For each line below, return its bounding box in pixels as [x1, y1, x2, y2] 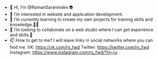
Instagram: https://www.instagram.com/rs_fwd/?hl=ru [9, 49, 118, 55]
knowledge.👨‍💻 [9, 22, 39, 27]
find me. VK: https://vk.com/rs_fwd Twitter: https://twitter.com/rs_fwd [9, 45, 149, 50]
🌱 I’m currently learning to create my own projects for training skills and [9, 16, 153, 22]
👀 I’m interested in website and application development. [9, 12, 123, 17]
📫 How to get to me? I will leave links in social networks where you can [9, 37, 153, 43]
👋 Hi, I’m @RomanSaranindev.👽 [9, 4, 73, 10]
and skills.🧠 [9, 32, 33, 38]
